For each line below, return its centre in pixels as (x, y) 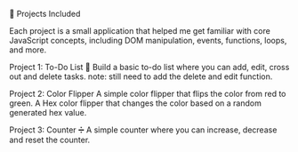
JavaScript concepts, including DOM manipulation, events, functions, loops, (148, 40)
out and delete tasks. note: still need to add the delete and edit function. (141, 76)
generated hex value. (48, 112)
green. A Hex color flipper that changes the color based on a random (136, 103)
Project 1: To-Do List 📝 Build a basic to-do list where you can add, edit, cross (149, 67)
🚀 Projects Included (45, 14)
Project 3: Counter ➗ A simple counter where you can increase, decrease (143, 130)
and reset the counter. (50, 140)
